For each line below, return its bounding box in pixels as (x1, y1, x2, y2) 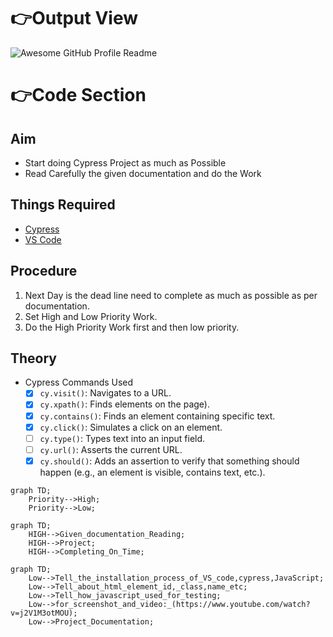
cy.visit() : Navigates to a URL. (39, 387, 172, 399)
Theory (10, 350, 58, 367)
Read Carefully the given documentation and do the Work (24, 167, 262, 179)
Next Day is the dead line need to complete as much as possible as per (24, 289, 318, 301)
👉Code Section (10, 84, 147, 107)
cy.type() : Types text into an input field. (39, 432, 206, 444)
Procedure (10, 263, 78, 280)
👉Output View (10, 7, 138, 30)
